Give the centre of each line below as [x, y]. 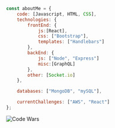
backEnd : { [41, 53]
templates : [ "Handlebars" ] [71, 42]
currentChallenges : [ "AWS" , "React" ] [63, 102]
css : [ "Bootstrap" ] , [63, 36]
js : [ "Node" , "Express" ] [68, 58]
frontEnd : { [42, 25]
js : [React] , [52, 31]
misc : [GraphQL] [57, 64]
